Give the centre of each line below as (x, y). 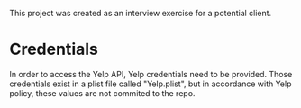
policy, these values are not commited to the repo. (102, 93)
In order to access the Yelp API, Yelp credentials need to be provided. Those (151, 74)
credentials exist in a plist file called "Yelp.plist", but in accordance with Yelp (150, 84)
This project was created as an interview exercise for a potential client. (141, 13)
